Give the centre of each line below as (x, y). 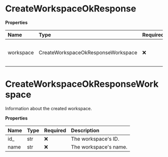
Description (85, 130)
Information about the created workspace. (49, 108)
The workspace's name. (99, 147)
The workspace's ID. (95, 139)
